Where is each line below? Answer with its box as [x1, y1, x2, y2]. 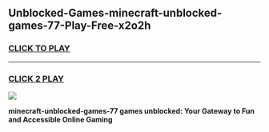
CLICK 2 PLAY [8, 73, 64, 84]
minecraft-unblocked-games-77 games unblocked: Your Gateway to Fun [8, 106, 255, 115]
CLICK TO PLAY [8, 43, 70, 54]
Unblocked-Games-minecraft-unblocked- [8, 6, 223, 20]
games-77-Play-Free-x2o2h [8, 19, 151, 33]
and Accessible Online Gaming [8, 114, 113, 124]
